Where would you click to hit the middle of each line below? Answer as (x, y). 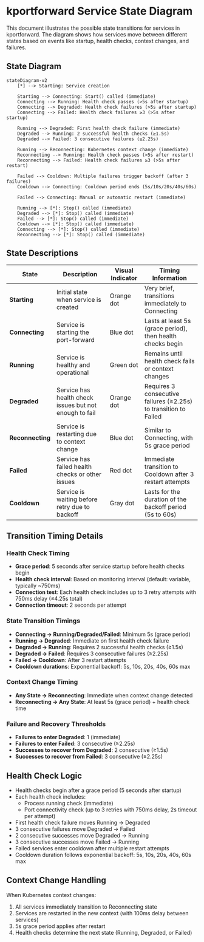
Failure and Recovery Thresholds (56, 724)
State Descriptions (42, 253)
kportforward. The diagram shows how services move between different (97, 34)
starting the (73, 332)
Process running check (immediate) (69, 803)
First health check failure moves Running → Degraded (83, 822)
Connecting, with (168, 437)
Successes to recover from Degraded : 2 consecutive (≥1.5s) (92, 750)
